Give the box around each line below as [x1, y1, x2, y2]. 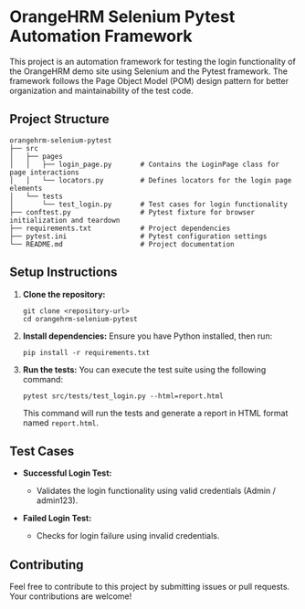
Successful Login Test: [22, 467, 112, 478]
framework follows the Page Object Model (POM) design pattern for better [9, 75, 289, 86]
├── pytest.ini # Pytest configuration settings [9, 231, 268, 241]
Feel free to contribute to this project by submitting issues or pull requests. [9, 582, 290, 593]
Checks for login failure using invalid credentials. [36, 530, 220, 541]
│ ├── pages [9, 152, 64, 161]
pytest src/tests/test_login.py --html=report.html [22, 391, 224, 401]
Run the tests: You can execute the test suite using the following [22, 363, 267, 375]
